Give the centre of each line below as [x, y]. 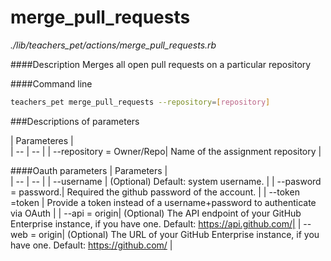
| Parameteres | [42, 140]
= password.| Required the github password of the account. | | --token [155, 192]
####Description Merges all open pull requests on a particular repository [161, 64]
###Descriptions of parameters [75, 121]
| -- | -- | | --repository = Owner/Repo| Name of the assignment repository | [166, 151]
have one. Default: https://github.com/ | [91, 245]
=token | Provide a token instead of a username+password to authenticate [163, 202]
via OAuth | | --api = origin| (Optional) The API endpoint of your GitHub [156, 213]
